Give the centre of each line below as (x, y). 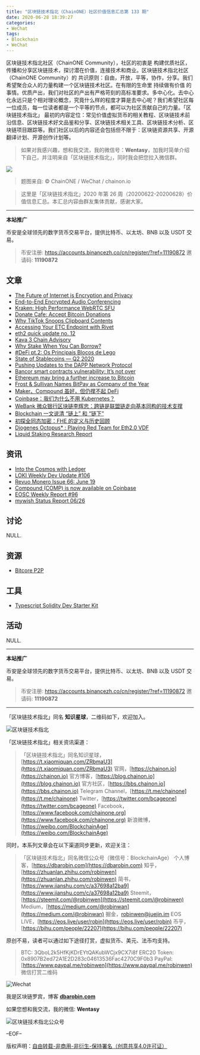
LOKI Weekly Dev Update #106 (52, 475)
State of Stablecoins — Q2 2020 (54, 358)
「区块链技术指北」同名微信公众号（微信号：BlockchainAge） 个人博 (105, 858)
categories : (21, 23)
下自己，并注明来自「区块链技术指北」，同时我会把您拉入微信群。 (100, 157)
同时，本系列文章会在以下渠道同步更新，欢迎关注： (69, 845)
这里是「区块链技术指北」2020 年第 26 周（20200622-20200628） (104, 194)
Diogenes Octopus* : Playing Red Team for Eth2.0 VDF (82, 428)
